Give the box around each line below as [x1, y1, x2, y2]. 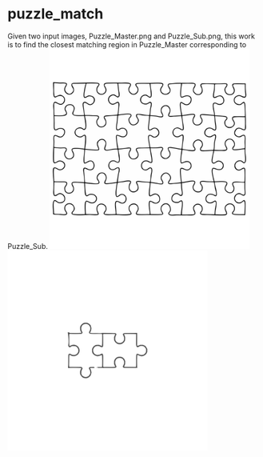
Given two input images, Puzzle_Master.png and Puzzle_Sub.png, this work [7, 31, 256, 41]
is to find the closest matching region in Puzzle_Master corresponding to [7, 39, 247, 49]
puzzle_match [7, 5, 104, 23]
